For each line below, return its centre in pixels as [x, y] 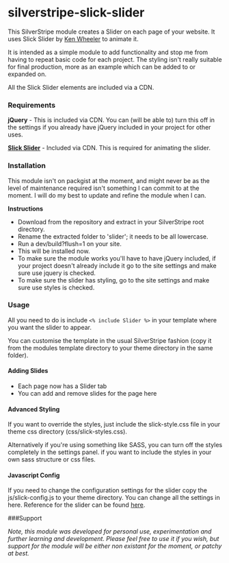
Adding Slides [28, 371]
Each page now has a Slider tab [62, 386]
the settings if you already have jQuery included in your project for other [109, 128]
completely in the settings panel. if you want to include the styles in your [110, 452]
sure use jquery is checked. [57, 273]
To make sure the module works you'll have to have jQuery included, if [117, 258]
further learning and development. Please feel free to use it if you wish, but [113, 539]
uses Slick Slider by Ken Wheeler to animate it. [73, 38]
